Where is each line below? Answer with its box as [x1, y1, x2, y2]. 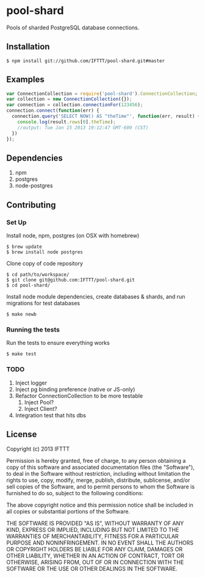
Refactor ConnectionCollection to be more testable [15, 392, 143, 399]
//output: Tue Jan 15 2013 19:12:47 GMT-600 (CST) [17, 125, 149, 131]
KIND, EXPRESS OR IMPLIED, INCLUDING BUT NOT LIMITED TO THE [6, 526, 179, 534]
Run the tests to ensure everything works [6, 339, 110, 347]
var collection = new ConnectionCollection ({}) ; [6, 96, 132, 103]
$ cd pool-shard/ [6, 282, 51, 288]
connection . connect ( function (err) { [6, 107, 99, 114]
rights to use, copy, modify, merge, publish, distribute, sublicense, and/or [6, 477, 190, 484]
